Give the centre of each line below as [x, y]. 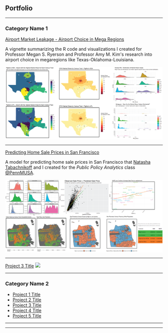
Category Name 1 [26, 28]
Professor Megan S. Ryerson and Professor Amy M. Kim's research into [79, 54]
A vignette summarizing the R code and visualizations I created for [73, 49]
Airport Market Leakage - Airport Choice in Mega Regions [65, 39]
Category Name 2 [27, 283]
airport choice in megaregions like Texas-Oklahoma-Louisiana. [70, 60]
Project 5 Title [27, 316]
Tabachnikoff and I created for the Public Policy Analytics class [70, 167]
